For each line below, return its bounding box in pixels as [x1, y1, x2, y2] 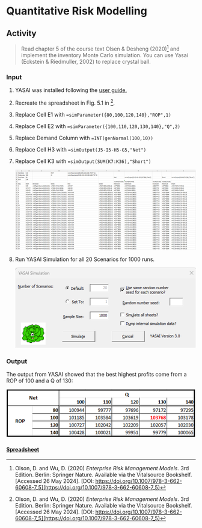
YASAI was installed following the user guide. [14, 86, 127, 94]
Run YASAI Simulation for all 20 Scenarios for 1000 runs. [14, 256, 155, 263]
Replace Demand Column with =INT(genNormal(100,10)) [14, 134, 153, 141]
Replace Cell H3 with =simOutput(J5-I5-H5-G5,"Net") [14, 146, 147, 153]
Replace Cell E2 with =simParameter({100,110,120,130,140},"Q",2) [14, 122, 180, 130]
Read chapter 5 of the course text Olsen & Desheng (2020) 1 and [20, 44, 180, 52]
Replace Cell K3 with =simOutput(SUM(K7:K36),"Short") [14, 158, 151, 165]
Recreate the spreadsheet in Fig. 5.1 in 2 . [14, 98, 115, 106]
